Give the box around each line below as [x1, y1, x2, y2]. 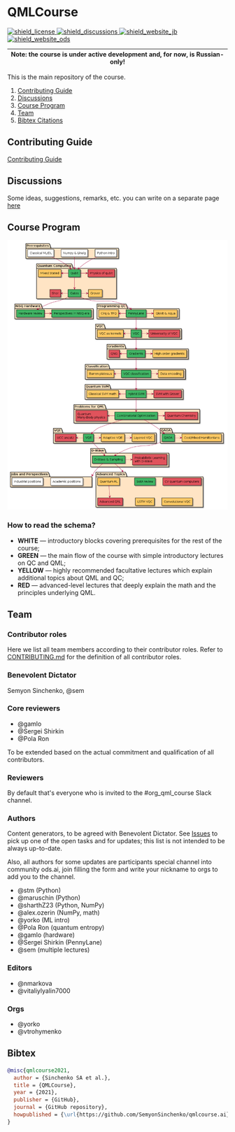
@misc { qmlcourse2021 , [7, 1067, 71, 1074]
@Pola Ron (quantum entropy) [17, 924, 105, 932]
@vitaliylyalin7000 [17, 987, 71, 995]
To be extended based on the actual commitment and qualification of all [7, 747, 215, 756]
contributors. [7, 755, 45, 764]
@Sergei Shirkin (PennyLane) [17, 938, 103, 947]
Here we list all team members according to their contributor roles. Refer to [7, 645, 223, 654]
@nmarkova [17, 979, 52, 987]
